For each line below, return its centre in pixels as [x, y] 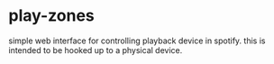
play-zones [52, 16]
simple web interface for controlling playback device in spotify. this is [137, 41]
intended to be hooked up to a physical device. [96, 50]
